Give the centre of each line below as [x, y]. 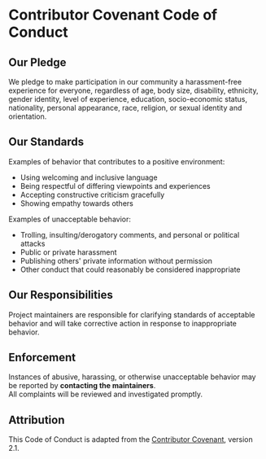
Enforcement [42, 358]
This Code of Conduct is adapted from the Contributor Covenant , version [131, 439]
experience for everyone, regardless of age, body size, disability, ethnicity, [133, 90]
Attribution [37, 420]
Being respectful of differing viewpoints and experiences [115, 186]
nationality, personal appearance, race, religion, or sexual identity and [125, 108]
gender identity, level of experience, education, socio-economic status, [128, 99]
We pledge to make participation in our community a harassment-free [125, 82]
